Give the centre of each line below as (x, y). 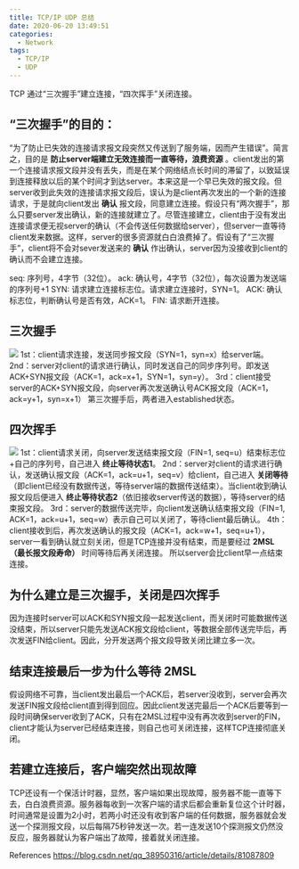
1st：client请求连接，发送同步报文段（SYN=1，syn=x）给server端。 (144, 354)
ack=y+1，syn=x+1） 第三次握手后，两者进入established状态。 (124, 398)
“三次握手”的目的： (62, 124)
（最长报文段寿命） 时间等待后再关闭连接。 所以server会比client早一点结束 (146, 553)
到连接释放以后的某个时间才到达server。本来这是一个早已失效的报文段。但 (146, 181)
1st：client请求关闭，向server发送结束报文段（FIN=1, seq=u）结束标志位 (153, 453)
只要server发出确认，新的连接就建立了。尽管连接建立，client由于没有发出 (151, 214)
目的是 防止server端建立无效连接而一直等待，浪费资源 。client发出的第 (154, 159)
